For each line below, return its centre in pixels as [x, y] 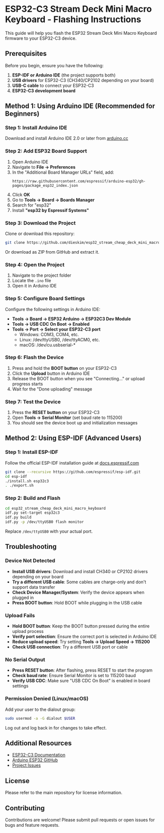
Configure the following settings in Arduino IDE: [53, 309]
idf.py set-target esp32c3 [32, 513]
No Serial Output [25, 659]
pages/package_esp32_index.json [45, 185]
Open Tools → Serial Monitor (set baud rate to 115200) [67, 417]
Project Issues [26, 765]
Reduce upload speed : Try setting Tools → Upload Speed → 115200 [81, 642]
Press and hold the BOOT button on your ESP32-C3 [64, 368]
